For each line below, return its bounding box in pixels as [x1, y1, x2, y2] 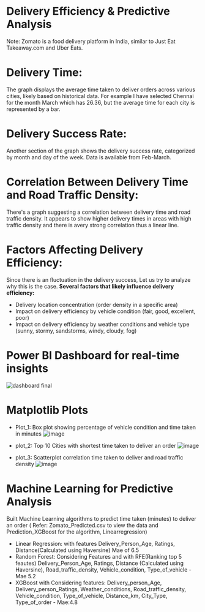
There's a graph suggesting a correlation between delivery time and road [6, 208, 191, 216]
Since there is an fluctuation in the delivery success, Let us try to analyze [6, 276, 191, 283]
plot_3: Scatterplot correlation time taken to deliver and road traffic [15, 453, 184, 461]
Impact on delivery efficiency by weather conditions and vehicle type [15, 320, 190, 328]
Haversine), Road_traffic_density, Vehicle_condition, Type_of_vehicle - [15, 565, 192, 573]
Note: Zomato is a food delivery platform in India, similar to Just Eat [6, 37, 176, 45]
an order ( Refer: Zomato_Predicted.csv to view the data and [6, 521, 159, 529]
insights [6, 361, 49, 375]
